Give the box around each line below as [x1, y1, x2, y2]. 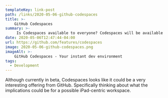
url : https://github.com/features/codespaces [5, 40, 102, 45]
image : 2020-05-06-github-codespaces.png [5, 44, 94, 49]
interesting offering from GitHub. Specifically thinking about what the [5, 82, 148, 88]
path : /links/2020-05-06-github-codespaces [5, 12, 98, 17]
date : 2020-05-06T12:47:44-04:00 [5, 35, 75, 40]
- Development [10, 63, 39, 68]
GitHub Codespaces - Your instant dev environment [14, 53, 123, 59]
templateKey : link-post [5, 7, 55, 12]
